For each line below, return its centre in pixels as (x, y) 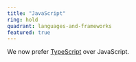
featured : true (29, 32)
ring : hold (23, 20)
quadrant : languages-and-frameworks (59, 26)
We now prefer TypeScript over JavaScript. (68, 52)
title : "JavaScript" (37, 13)
